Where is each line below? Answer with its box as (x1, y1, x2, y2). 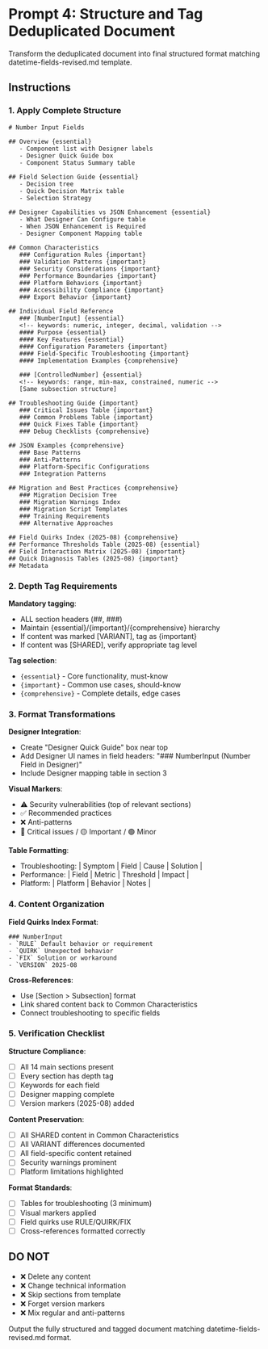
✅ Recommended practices (19, 809, 112, 818)
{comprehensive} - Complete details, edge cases (19, 688, 181, 698)
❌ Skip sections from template (19, 1289, 121, 1299)
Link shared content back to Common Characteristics (19, 999, 198, 1009)
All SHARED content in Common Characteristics (19, 1130, 179, 1140)
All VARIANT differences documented (19, 1140, 145, 1149)
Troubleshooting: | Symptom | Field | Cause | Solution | (19, 861, 203, 871)
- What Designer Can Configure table (19, 215, 147, 223)
